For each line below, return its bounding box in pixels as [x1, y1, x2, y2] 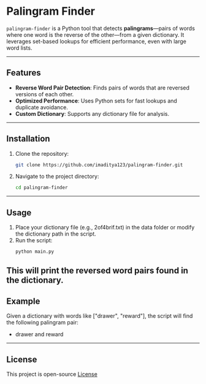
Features [6, 67, 41, 78]
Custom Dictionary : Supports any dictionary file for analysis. [15, 110, 170, 117]
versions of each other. [15, 90, 74, 98]
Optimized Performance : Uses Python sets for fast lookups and [15, 97, 178, 104]
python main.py [15, 248, 55, 255]
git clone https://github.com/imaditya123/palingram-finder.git [15, 161, 183, 168]
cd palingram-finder [15, 185, 68, 191]
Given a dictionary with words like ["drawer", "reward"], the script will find [6, 312, 193, 320]
